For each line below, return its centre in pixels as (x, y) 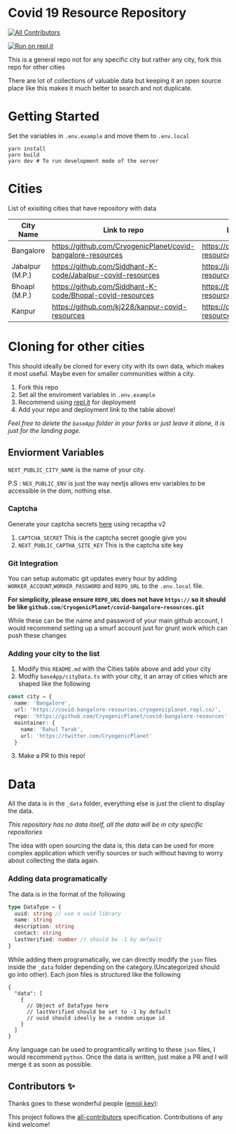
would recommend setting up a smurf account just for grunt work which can (118, 628)
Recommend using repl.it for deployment (77, 402)
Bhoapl (23, 286)
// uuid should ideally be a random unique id (96, 1018)
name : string (33, 920)
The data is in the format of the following (67, 894)
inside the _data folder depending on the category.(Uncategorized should (114, 967)
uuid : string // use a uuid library (68, 914)
